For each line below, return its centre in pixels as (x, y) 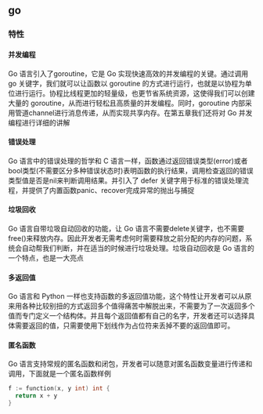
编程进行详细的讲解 (39, 122)
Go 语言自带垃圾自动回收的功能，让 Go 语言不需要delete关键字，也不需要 (126, 228)
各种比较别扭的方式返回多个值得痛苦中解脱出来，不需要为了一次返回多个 (138, 306)
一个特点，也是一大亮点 (46, 258)
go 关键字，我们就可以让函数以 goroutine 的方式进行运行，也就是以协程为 (126, 83)
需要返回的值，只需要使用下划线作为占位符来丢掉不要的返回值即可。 (124, 325)
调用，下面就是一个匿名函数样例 (59, 374)
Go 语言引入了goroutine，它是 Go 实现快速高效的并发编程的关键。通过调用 (128, 73)
